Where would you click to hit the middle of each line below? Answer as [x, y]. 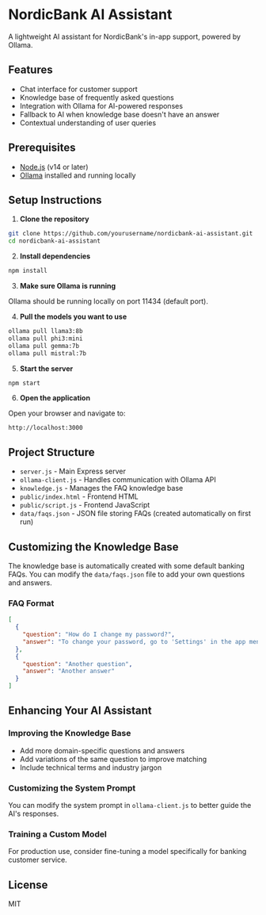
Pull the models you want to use [73, 316]
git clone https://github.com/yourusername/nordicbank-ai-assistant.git [131, 234]
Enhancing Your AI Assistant [80, 711]
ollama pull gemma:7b [44, 346]
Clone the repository [54, 219]
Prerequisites [42, 148]
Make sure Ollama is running [68, 286]
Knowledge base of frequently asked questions [97, 98]
